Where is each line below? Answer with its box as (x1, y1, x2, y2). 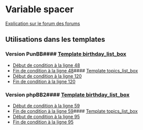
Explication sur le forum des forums (5, 20, 80, 27)
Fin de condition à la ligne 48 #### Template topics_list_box (12, 67, 138, 73)
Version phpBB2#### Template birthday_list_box (5, 91, 130, 98)
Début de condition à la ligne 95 (12, 113, 80, 119)
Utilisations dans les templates (5, 35, 106, 44)
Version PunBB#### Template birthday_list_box (5, 50, 127, 58)
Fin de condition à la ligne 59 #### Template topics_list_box (12, 108, 138, 114)
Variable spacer (5, 4, 74, 15)
